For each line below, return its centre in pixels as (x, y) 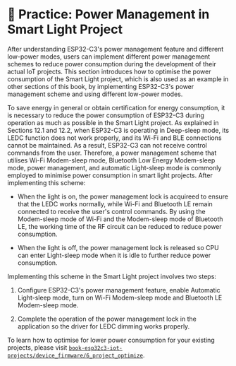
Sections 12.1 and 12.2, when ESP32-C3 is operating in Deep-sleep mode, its (118, 130)
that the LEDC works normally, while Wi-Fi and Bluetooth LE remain (115, 203)
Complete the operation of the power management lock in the (107, 319)
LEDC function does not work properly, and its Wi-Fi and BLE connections (114, 138)
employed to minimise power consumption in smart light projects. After (110, 175)
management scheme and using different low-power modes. (95, 94)
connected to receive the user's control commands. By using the (111, 211)
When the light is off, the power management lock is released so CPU (118, 247)
